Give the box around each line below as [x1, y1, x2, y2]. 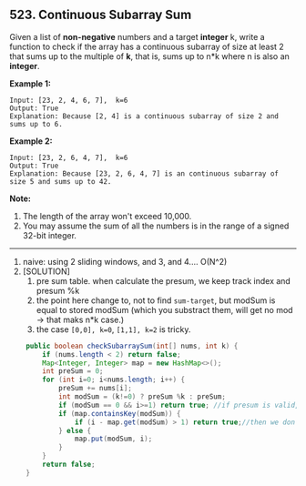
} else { [57, 426, 92, 435]
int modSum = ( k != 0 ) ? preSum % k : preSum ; [57, 392, 226, 401]
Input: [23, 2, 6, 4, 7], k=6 [9, 153, 128, 162]
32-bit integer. [22, 229, 77, 240]
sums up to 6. [9, 119, 64, 128]
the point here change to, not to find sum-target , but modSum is [36, 295, 276, 306]
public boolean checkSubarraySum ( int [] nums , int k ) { [25, 341, 239, 350]
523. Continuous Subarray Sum [9, 7, 192, 23]
